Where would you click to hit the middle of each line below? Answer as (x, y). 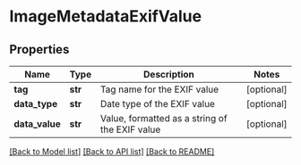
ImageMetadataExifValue (106, 16)
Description (168, 74)
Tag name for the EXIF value (159, 89)
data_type (36, 104)
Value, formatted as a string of (163, 118)
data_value (37, 124)
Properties (39, 49)
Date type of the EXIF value (157, 104)
